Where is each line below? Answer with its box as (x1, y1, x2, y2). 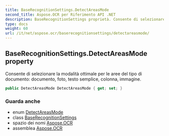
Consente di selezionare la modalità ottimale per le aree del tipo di (5, 71, 142, 77)
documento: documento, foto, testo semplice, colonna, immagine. (5, 76, 142, 82)
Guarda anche (5, 98, 41, 105)
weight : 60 (5, 26, 28, 31)
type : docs (5, 21, 28, 27)
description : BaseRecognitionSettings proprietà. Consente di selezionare (5, 17, 165, 22)
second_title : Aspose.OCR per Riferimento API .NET (5, 12, 116, 17)
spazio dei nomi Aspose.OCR (12, 119, 73, 126)
